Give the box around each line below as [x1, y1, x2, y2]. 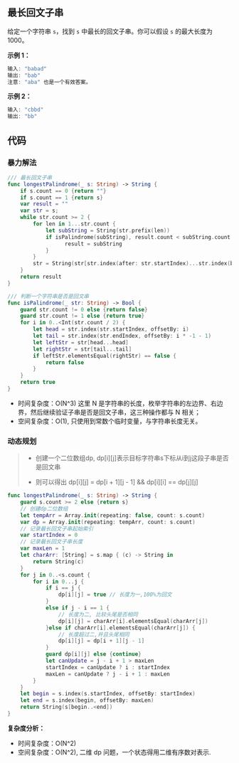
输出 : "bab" [7, 72, 41, 79]
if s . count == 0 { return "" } [20, 187, 107, 194]
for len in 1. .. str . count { [33, 220, 116, 228]
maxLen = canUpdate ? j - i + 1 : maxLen [45, 671, 171, 678]
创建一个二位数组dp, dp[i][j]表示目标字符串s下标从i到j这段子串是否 [35, 454, 229, 462]
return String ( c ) [33, 557, 84, 565]
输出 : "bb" [7, 113, 38, 120]
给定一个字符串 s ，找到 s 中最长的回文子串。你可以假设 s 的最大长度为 [7, 27, 213, 36]
